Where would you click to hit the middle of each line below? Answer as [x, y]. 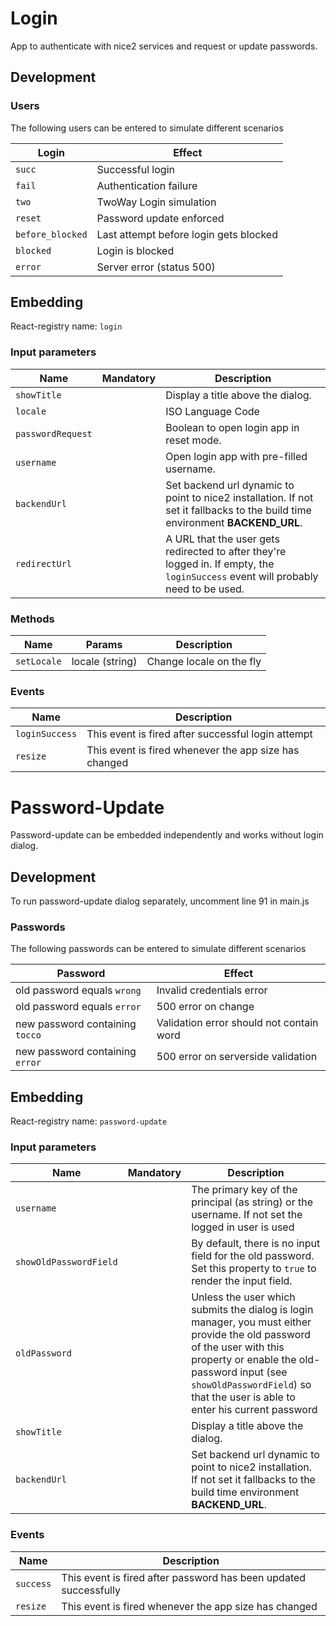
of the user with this [238, 1347]
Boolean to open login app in [232, 427]
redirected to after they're [226, 551]
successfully [91, 1590]
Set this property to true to [254, 1269]
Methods [32, 619]
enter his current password [254, 1410]
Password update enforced [160, 218]
